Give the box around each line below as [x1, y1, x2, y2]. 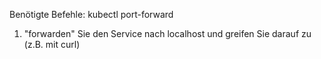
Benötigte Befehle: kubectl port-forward [9, 9, 174, 20]
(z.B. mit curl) [23, 39, 81, 50]
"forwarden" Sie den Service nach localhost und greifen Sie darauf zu [23, 28, 312, 39]
